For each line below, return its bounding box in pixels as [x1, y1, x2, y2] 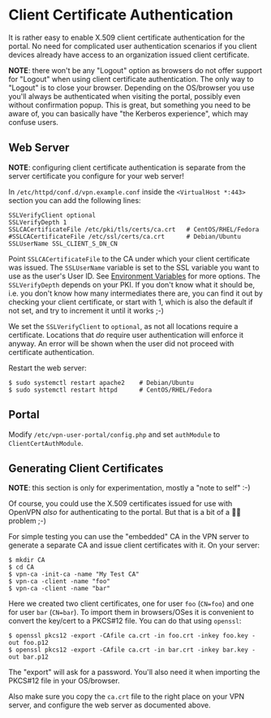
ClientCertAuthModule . [8, 438, 84, 448]
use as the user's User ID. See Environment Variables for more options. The [8, 270, 261, 281]
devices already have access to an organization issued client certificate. [8, 50, 250, 59]
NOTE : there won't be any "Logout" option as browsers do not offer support [8, 65, 262, 75]
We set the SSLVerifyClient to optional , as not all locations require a [8, 321, 239, 331]
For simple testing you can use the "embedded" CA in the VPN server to [8, 532, 250, 542]
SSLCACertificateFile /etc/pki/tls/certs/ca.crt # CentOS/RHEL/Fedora [8, 225, 260, 233]
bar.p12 [23, 653, 49, 661]
